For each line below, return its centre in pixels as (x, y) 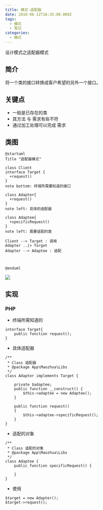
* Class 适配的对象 (25, 448)
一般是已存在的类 (30, 112)
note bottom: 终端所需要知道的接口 (38, 186)
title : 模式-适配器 (23, 10)
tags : (11, 19)
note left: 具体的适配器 (28, 209)
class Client (19, 168)
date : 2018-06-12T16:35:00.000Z (38, 14)
